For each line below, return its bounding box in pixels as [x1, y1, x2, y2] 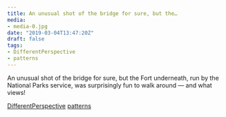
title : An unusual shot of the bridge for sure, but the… [7, 10, 178, 17]
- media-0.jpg [7, 23, 48, 30]
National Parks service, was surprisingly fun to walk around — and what [7, 81, 212, 89]
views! [7, 88, 26, 96]
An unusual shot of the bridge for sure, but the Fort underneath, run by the [7, 74, 219, 82]
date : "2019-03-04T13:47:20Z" [7, 29, 95, 36]
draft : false [7, 36, 45, 43]
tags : [7, 42, 23, 49]
